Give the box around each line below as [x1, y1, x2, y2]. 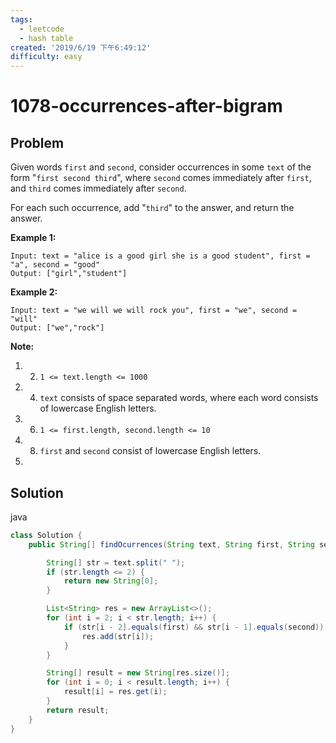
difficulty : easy [10, 52, 83, 62]
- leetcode [19, 24, 65, 34]
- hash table [19, 33, 74, 43]
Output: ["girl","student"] [10, 269, 128, 279]
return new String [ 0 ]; [63, 576, 159, 586]
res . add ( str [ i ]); [81, 631, 155, 641]
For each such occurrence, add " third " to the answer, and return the [10, 202, 295, 214]
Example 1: [10, 232, 57, 244]
